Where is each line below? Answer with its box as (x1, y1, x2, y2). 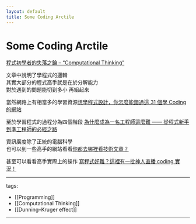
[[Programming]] (14, 194, 55, 201)
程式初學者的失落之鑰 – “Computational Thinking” (6, 59, 125, 66)
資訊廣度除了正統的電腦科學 (6, 138, 73, 145)
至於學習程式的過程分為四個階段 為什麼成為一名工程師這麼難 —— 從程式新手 (6, 118, 190, 126)
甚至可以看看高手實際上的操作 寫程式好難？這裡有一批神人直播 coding (6, 158, 174, 165)
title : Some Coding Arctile (6, 14, 75, 20)
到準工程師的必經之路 (6, 126, 57, 133)
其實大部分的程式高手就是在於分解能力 (6, 79, 98, 86)
